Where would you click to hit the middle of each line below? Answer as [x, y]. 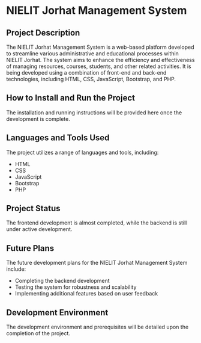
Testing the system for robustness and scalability [76, 287]
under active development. [39, 229]
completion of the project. [38, 333]
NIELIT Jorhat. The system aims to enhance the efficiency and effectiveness [100, 60]
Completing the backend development [62, 281]
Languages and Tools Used [58, 138]
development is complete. [38, 119]
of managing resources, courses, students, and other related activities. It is [99, 66]
